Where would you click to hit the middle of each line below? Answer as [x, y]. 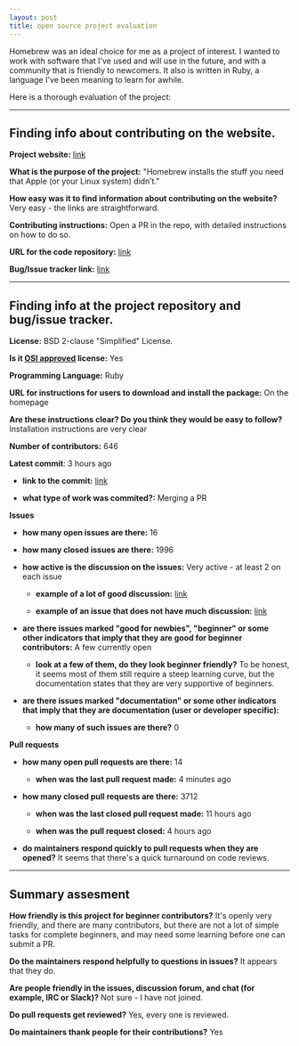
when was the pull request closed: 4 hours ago [123, 831]
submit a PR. [32, 944]
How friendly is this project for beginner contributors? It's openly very [141, 915]
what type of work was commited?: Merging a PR [114, 498]
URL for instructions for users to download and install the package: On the [149, 393]
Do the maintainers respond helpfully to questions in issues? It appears [143, 961]
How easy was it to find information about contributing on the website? [143, 199]
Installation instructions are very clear [78, 429]
